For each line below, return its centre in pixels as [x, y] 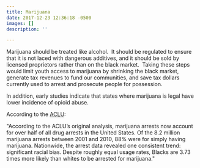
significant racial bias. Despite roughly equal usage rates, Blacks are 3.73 [98, 152]
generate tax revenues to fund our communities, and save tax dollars [93, 78]
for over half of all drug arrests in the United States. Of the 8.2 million [93, 133]
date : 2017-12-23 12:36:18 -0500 [49, 18]
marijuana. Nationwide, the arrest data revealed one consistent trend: [94, 146]
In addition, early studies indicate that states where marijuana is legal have [100, 96]
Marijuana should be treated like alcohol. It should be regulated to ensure [99, 52]
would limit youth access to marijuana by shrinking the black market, [93, 71]
